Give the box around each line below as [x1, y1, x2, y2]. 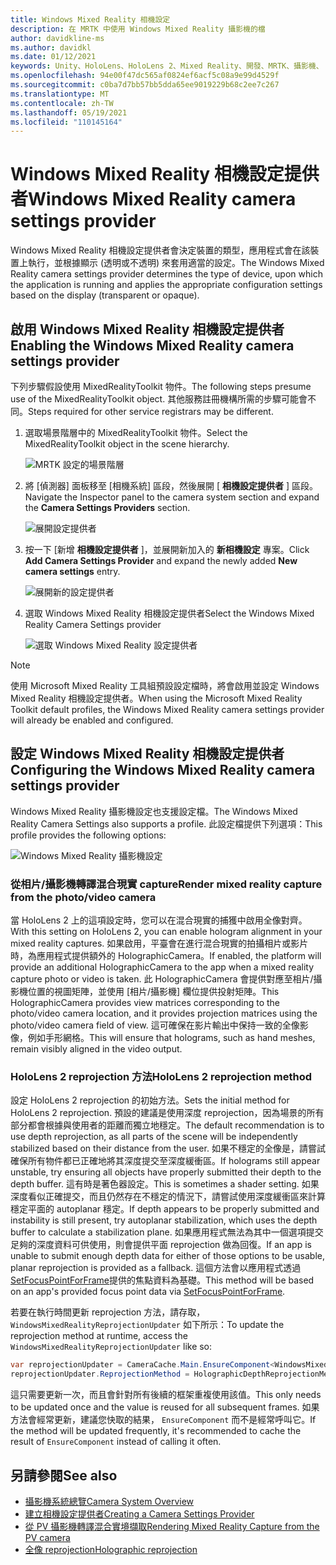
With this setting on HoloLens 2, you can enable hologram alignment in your [10, 926, 323, 938]
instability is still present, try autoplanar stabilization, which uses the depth [10, 1214, 318, 1226]
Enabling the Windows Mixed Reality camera [10, 337, 295, 354]
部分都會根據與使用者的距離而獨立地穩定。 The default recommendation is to [10, 1119, 325, 1131]
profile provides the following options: [10, 829, 167, 841]
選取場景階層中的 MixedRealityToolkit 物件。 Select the [24, 427, 248, 438]
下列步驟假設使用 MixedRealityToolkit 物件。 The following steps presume [10, 381, 312, 392]
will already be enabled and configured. [10, 714, 174, 726]
